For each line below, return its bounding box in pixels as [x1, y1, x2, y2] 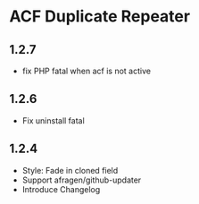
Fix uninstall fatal [21, 115, 85, 126]
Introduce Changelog [21, 183, 101, 194]
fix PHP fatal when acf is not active [21, 65, 152, 76]
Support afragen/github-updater [21, 174, 142, 185]
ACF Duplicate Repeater [9, 6, 190, 27]
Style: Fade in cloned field [21, 165, 119, 175]
